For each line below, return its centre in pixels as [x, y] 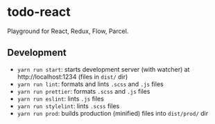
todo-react [39, 12]
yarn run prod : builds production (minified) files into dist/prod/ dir [113, 113]
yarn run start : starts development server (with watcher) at [103, 69]
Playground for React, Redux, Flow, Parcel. [68, 31]
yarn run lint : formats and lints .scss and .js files [91, 84]
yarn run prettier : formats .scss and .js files [84, 91]
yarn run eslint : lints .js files [60, 99]
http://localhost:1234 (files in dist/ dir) [72, 76]
